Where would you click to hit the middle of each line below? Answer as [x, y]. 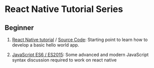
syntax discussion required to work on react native [64, 60]
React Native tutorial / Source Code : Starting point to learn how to [80, 39]
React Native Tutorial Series [64, 9]
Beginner [19, 28]
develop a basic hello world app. [45, 45]
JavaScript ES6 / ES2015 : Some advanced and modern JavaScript [80, 54]
